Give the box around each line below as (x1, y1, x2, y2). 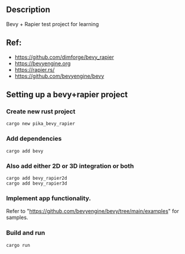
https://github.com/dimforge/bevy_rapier (14, 53, 114, 61)
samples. (6, 214, 28, 221)
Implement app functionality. (6, 194, 92, 202)
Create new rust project (6, 107, 76, 115)
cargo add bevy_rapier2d (6, 175, 67, 181)
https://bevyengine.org (14, 59, 71, 67)
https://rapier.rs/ (14, 66, 55, 73)
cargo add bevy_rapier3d (6, 180, 67, 186)
